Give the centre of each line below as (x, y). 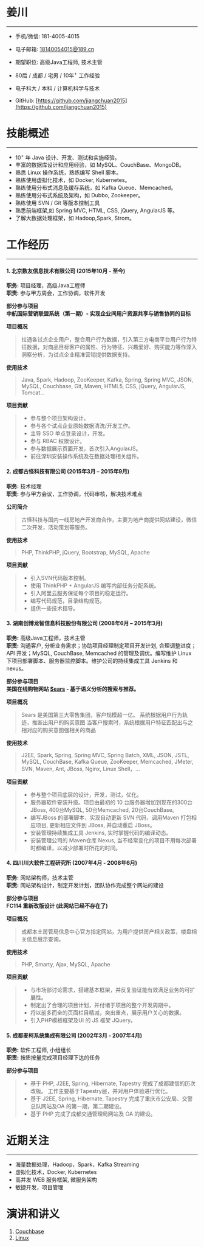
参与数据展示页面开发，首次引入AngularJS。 (86, 449)
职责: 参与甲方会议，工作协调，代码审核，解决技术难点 (74, 494)
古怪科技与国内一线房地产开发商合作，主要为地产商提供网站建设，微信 (109, 519)
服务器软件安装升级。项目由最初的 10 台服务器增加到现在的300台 (111, 802)
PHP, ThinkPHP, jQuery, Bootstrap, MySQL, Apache (85, 552)
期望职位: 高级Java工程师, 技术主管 (59, 62)
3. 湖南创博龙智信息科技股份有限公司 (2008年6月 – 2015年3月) (84, 623)
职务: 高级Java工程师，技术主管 (46, 638)
